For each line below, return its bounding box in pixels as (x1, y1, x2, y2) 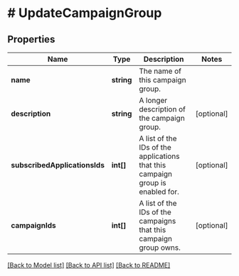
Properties (7, 33, 55, 45)
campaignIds (11, 221, 56, 230)
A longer (138, 96, 168, 105)
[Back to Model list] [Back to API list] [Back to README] (7, 261, 171, 269)
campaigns (138, 216, 176, 226)
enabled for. (138, 187, 180, 197)
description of (138, 104, 186, 114)
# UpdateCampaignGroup (7, 5, 162, 21)
